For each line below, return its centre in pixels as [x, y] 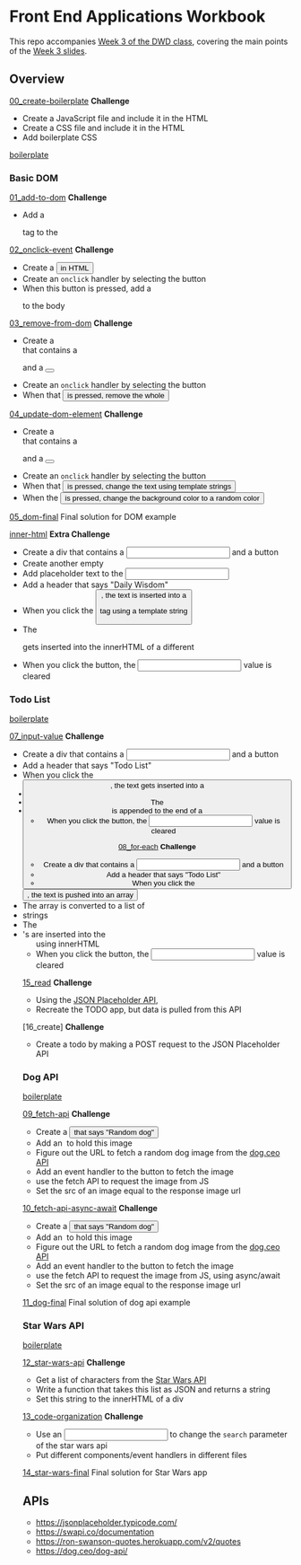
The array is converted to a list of [83, 905]
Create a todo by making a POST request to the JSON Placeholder [158, 1044]
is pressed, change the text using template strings [149, 487]
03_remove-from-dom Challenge [71, 323]
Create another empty [63, 564]
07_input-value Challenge [57, 736]
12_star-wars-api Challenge [73, 1363]
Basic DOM [34, 178]
